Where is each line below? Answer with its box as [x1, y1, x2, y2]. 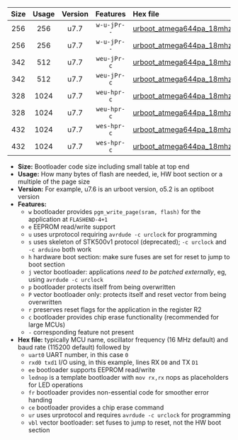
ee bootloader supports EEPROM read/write [28, 366, 156, 374]
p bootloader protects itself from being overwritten [28, 283, 176, 291]
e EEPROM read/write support [28, 222, 115, 231]
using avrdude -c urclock [28, 276, 104, 283]
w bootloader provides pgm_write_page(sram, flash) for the [28, 208, 201, 215]
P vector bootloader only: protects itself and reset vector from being [28, 290, 227, 298]
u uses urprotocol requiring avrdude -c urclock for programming [28, 230, 217, 238]
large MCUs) [28, 320, 66, 329]
